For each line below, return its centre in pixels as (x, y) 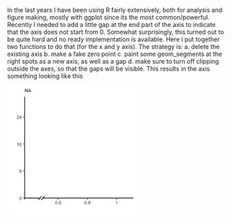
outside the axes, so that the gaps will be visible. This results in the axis (109, 69)
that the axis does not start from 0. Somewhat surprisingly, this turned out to (115, 32)
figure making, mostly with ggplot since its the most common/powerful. (109, 17)
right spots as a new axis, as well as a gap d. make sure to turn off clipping (113, 61)
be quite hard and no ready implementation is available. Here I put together (114, 39)
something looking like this (45, 76)
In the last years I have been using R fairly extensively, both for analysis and (115, 10)
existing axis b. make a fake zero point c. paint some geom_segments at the (115, 54)
